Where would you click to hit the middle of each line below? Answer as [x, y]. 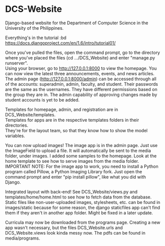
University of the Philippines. [34, 28]
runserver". [17, 63]
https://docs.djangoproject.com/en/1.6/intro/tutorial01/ [61, 43]
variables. [15, 136]
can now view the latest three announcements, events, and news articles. [80, 73]
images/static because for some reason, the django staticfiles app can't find [83, 207]
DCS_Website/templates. [30, 114]
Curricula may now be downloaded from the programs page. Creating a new [83, 222]
